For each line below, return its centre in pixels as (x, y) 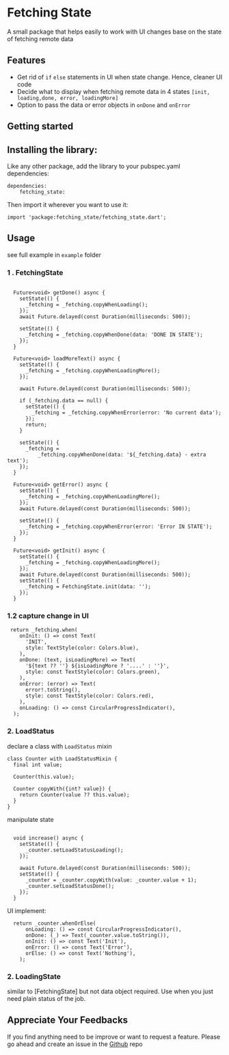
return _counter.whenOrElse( (55, 923)
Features (26, 61)
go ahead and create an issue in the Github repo (75, 1044)
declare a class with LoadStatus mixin (60, 746)
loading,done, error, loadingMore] (68, 98)
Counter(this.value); (44, 777)
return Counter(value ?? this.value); (75, 795)
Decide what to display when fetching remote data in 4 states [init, (113, 91)
